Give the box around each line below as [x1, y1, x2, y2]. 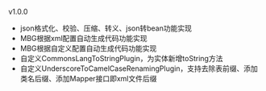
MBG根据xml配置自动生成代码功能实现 [19, 34, 148, 43]
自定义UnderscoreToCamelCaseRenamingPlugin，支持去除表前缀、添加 [19, 64, 258, 73]
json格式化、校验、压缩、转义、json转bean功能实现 [19, 23, 192, 33]
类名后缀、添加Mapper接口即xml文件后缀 [19, 74, 157, 83]
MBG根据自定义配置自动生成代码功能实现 [19, 43, 157, 53]
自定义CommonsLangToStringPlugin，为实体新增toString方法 [19, 54, 223, 63]
